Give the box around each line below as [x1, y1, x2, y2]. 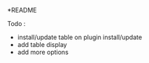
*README [7, 6, 37, 14]
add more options [17, 48, 69, 56]
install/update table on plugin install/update [17, 33, 142, 41]
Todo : [7, 20, 26, 27]
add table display [17, 41, 68, 48]
